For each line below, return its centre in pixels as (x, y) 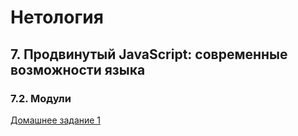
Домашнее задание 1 (56, 120)
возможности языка (78, 69)
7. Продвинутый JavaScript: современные (149, 54)
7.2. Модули (41, 98)
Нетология (57, 17)
